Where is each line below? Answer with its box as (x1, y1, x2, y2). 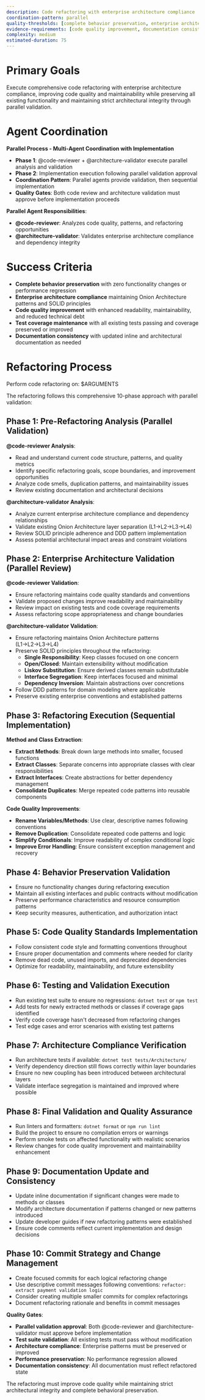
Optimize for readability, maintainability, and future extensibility (15, 962, 174, 970)
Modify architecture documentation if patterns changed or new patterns (15, 1205, 196, 1213)
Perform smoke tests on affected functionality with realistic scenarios (15, 1136, 190, 1143)
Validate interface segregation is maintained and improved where (15, 1082, 179, 1090)
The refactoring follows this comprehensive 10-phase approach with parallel (6, 392, 198, 399)
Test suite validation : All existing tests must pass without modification (15, 1335, 192, 1343)
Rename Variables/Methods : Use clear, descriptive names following (15, 817, 188, 824)
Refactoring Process (6, 360, 112, 374)
